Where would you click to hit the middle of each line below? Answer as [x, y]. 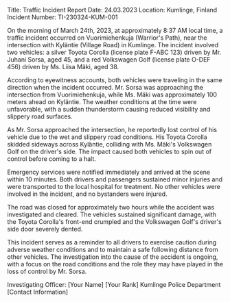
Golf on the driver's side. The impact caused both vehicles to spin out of [109, 151]
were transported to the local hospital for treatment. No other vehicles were [114, 187]
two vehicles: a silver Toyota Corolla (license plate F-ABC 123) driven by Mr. [114, 52]
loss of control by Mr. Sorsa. [47, 271]
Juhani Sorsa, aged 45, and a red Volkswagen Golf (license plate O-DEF [109, 60]
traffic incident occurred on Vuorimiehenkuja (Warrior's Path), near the [107, 38]
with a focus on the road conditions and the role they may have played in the [115, 264]
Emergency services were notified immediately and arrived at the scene [109, 172]
